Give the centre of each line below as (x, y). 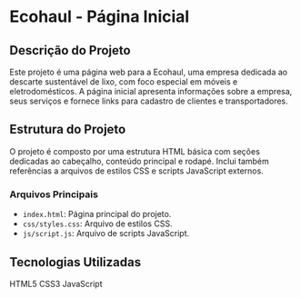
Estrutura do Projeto (68, 129)
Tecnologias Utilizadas (75, 262)
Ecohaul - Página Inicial (100, 17)
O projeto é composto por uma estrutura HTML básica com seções (135, 151)
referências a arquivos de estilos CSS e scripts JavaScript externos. (136, 171)
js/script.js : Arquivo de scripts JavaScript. (106, 233)
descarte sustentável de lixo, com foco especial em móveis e (124, 82)
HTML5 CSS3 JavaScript (56, 283)
